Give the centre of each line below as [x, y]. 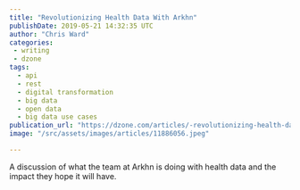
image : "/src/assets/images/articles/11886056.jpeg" [109, 134]
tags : [19, 68]
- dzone [27, 59]
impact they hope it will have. [63, 176]
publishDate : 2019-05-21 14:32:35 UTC [81, 26]
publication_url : [42, 126]
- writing [31, 51]
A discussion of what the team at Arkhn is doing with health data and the [143, 167]
